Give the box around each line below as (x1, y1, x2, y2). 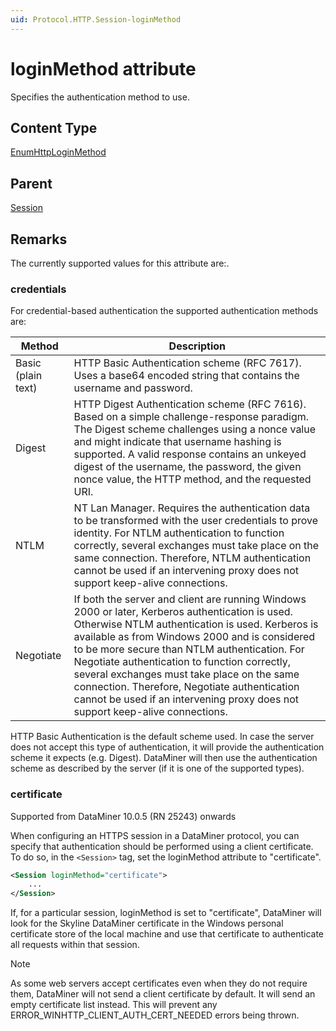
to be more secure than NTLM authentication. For (73, 642, 305, 656)
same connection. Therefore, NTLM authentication (73, 551, 312, 565)
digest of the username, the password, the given (73, 460, 302, 474)
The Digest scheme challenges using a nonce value (73, 422, 317, 436)
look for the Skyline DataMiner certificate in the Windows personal (10, 917, 284, 930)
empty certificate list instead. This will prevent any (10, 999, 218, 1011)
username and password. (73, 381, 193, 395)
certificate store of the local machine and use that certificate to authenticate (10, 928, 324, 940)
